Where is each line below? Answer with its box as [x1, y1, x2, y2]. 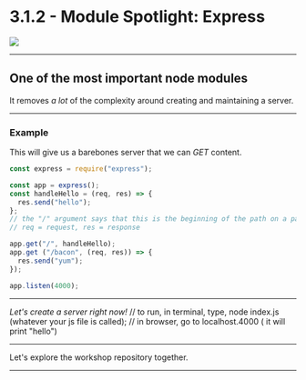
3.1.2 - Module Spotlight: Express [9, 6, 266, 27]
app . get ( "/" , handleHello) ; [9, 239, 117, 249]
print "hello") [9, 325, 57, 336]
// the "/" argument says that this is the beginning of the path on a [9, 215, 287, 224]
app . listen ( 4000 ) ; [9, 281, 79, 290]
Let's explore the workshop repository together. [9, 352, 189, 363]
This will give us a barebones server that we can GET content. [9, 147, 242, 158]
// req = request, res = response [9, 223, 141, 233]
